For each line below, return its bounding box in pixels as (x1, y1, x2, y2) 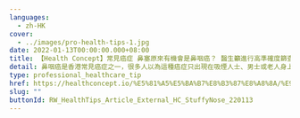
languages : (9, 12, 50, 22)
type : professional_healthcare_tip (9, 71, 142, 80)
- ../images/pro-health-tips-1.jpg (17, 37, 150, 47)
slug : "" (9, 87, 42, 96)
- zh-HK (17, 21, 46, 30)
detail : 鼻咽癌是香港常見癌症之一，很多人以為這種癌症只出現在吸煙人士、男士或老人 (9, 63, 281, 72)
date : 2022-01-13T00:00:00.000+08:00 (9, 46, 150, 55)
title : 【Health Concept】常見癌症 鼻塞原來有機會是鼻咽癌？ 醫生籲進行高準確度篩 (9, 54, 287, 63)
